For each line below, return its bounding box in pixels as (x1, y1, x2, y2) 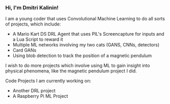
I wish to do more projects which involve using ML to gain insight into (5, 63, 150, 69)
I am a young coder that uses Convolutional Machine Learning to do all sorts (5, 16, 165, 22)
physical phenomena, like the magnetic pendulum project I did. (5, 68, 137, 74)
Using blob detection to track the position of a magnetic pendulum (12, 53, 152, 59)
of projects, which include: (5, 21, 61, 27)
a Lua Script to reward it (12, 36, 64, 42)
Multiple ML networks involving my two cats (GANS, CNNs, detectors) (12, 42, 160, 48)
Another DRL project (12, 88, 56, 94)
